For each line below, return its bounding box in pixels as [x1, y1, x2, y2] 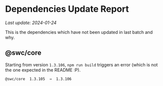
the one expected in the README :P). [5, 67, 81, 73]
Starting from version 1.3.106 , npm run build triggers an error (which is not [5, 61, 158, 67]
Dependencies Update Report [5, 3, 129, 15]
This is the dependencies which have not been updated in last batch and [5, 29, 153, 35]
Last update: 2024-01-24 [5, 20, 57, 26]
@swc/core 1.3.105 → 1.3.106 [5, 76, 72, 82]
